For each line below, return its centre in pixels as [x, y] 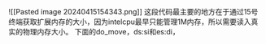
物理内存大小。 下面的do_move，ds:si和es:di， [101, 32]
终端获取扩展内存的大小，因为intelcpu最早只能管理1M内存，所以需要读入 [130, 22]
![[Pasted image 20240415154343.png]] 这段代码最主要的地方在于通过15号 [133, 12]
